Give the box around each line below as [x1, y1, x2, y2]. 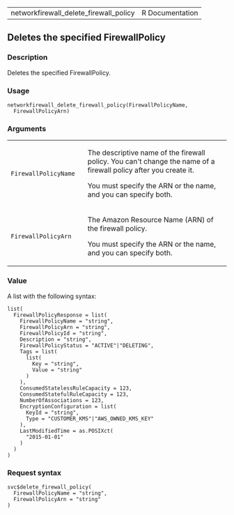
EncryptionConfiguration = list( [19, 403, 117, 410]
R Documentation [141, 8, 198, 17]
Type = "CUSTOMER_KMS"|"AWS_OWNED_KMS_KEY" [25, 415, 155, 422]
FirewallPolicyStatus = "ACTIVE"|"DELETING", [19, 341, 155, 349]
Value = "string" [32, 366, 82, 374]
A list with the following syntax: [7, 292, 97, 300]
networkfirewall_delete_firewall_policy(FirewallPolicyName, [7, 101, 189, 109]
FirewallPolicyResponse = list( [13, 312, 108, 318]
